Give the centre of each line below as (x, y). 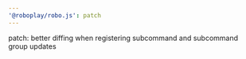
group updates (33, 46)
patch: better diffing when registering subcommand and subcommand (123, 38)
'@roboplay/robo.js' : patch (55, 15)
